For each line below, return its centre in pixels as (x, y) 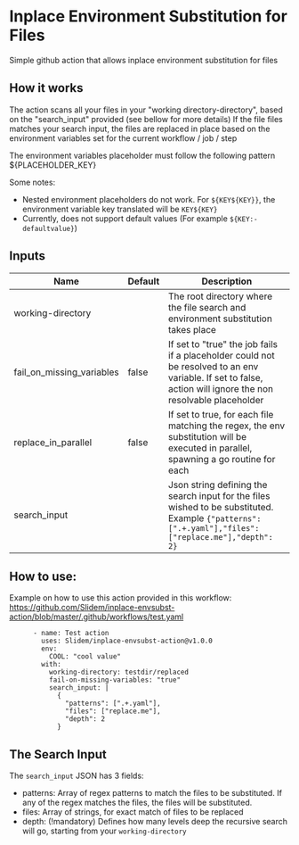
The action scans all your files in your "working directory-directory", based (146, 110)
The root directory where (220, 296)
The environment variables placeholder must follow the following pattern (142, 155)
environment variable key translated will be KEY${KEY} (120, 209)
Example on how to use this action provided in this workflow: (121, 598)
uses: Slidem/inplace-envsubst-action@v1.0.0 (127, 641)
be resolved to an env (213, 366)
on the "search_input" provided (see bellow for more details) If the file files (146, 119)
